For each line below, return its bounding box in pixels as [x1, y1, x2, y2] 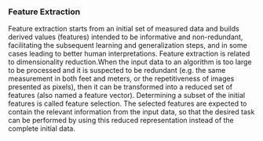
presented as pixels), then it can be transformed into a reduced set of [8, 82, 233, 92]
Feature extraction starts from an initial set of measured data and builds [8, 24, 239, 34]
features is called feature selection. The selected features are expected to [8, 99, 247, 108]
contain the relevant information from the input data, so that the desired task [8, 107, 255, 117]
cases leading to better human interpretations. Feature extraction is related [8, 49, 250, 59]
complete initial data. [8, 124, 76, 133]
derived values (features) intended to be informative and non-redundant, [8, 32, 243, 42]
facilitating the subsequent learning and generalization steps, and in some [8, 41, 247, 50]
